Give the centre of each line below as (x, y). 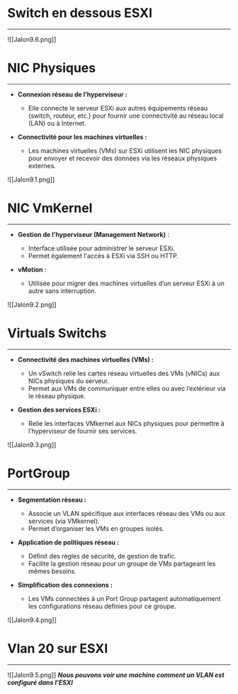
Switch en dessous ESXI (80, 13)
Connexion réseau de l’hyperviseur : (72, 94)
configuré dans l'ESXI (40, 682)
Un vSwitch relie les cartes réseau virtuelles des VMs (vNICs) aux (124, 373)
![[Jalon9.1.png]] (31, 180)
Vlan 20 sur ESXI (58, 648)
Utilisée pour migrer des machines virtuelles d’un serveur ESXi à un (126, 283)
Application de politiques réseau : (68, 542)
